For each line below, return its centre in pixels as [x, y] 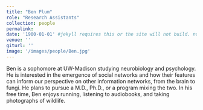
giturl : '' [20, 46]
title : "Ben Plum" [29, 12]
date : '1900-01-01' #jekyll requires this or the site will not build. [98, 34]
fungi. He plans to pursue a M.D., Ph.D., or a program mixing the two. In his [99, 88]
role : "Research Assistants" [43, 18]
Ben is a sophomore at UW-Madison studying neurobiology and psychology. [101, 68]
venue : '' [19, 40]
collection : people [31, 23]
